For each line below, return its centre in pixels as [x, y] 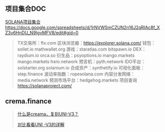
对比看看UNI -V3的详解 [41, 124]
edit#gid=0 [67, 33]
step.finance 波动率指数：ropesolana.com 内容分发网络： [76, 74]
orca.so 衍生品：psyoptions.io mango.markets [87, 55]
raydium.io [28, 55]
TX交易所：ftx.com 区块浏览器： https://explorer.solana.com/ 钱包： [86, 43]
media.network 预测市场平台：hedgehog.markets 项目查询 [77, 80]
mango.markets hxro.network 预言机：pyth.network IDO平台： [81, 62]
